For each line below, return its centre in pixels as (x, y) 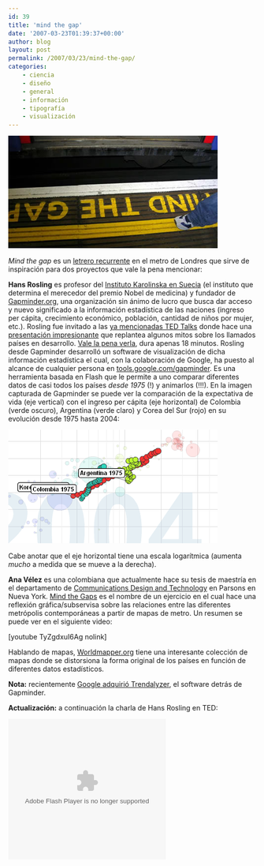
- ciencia (39, 75)
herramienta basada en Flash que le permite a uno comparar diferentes (124, 377)
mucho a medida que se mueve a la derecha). (82, 564)
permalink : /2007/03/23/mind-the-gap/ (72, 58)
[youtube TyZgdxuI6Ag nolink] (58, 637)
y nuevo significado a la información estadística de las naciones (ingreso (126, 310)
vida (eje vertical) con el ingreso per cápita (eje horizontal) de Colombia (125, 402)
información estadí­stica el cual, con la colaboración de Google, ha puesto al (131, 360)
